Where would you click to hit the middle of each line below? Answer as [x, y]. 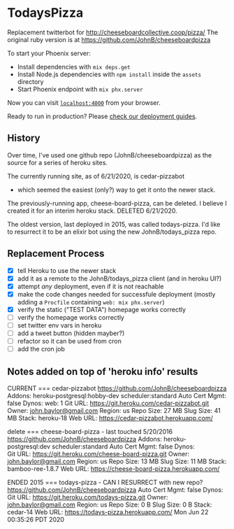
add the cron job [41, 349]
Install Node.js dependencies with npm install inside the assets [109, 74]
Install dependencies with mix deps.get [74, 66]
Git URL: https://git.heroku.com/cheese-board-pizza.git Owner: [98, 454]
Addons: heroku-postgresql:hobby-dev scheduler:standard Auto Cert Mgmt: [117, 396]
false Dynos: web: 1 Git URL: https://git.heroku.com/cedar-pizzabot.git [108, 403]
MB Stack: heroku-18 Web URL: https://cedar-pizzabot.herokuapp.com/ [110, 418]
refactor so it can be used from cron [70, 341]
